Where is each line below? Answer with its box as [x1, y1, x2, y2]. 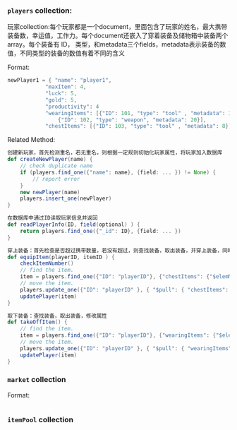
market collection [7, 375, 66, 385]
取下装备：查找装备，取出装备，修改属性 [7, 312, 107, 319]
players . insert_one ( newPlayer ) [20, 195, 112, 203]
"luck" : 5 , [44, 90, 78, 97]
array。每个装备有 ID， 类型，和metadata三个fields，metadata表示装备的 [7, 40, 220, 49]
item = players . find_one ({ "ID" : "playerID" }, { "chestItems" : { [20, 273, 210, 280]
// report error [32, 175, 80, 182]
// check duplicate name [20, 162, 93, 169]
